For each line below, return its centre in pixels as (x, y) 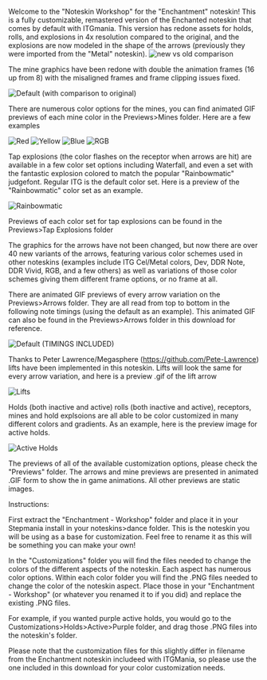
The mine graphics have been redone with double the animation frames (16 (132, 69)
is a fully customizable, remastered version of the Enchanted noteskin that (130, 20)
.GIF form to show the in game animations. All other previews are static (124, 480)
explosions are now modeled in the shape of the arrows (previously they (127, 45)
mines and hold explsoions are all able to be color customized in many (124, 415)
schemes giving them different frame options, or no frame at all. (113, 279)
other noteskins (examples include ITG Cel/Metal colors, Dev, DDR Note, (127, 262)
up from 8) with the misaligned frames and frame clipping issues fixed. (124, 78)
